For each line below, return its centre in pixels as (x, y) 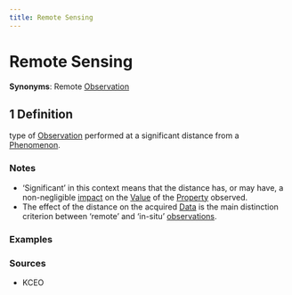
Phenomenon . (35, 145)
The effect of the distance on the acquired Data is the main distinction (150, 207)
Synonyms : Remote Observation (69, 86)
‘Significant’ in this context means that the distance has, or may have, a (153, 187)
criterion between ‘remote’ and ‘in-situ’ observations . (119, 216)
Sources (28, 263)
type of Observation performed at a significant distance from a (124, 135)
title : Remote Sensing (51, 17)
